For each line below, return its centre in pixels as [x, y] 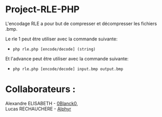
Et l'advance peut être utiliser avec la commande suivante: [67, 58]
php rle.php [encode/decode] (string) [54, 49]
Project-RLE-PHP [43, 9]
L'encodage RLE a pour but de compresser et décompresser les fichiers [81, 24]
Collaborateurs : [40, 89]
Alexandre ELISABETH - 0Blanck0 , [42, 103]
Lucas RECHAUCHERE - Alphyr [38, 109]
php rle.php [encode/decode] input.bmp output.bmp [68, 69]
